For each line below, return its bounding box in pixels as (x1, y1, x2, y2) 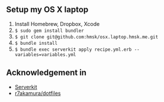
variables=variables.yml (14, 51, 76, 58)
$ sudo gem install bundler (14, 28, 84, 34)
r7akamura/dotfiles (14, 90, 61, 97)
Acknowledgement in (6, 68, 87, 78)
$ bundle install (14, 40, 58, 46)
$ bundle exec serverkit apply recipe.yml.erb (14, 47, 132, 52)
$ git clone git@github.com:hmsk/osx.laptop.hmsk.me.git (14, 34, 159, 40)
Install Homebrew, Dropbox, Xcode (14, 20, 100, 27)
